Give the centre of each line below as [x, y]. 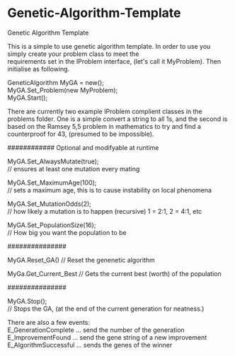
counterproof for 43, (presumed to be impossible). [81, 134]
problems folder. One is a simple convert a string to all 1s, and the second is [117, 119]
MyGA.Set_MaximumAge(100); [52, 183]
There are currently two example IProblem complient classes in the [105, 111]
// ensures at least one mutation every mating [74, 168]
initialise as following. [39, 69]
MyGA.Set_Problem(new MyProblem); [63, 90]
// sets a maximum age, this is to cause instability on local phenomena [110, 190]
